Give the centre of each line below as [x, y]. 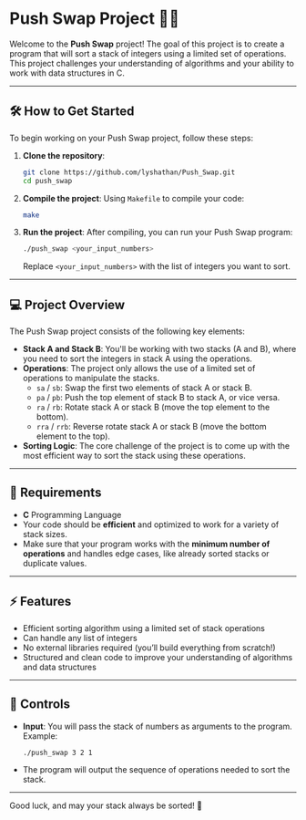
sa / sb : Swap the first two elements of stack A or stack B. [144, 388]
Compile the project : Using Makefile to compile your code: [133, 198]
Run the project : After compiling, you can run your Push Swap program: [158, 233]
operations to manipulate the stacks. [91, 379]
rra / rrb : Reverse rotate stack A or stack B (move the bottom [151, 427]
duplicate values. [55, 563]
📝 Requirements [56, 493]
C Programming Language [72, 514]
